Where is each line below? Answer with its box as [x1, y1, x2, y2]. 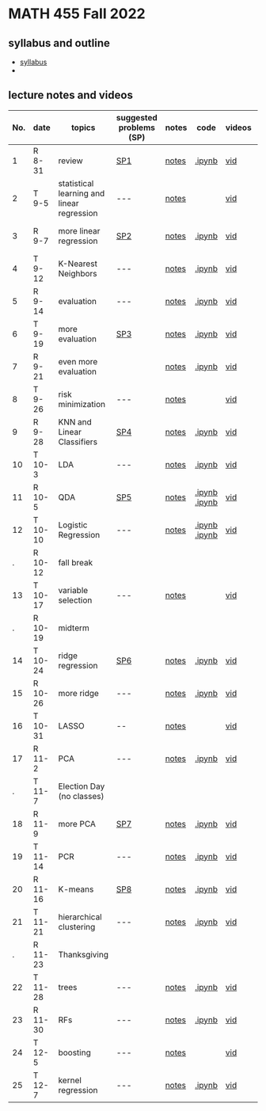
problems [118, 122, 156, 133]
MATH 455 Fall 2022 [8, 5, 146, 23]
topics [70, 122, 96, 133]
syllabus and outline [8, 36, 111, 50]
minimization [58, 398, 106, 409]
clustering [58, 921, 96, 932]
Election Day [58, 781, 105, 792]
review [58, 155, 83, 166]
